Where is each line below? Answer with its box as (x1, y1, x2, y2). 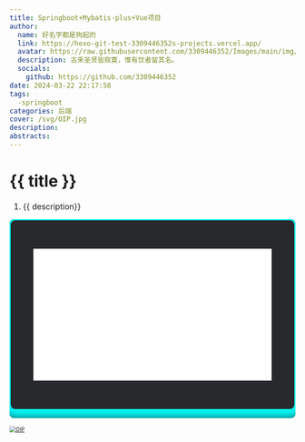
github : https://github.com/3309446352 (25, 73, 177, 82)
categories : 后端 (9, 106, 73, 116)
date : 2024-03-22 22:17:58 (9, 81, 112, 90)
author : (9, 22, 39, 31)
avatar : (17, 47, 47, 56)
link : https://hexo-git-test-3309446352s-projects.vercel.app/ (17, 38, 261, 48)
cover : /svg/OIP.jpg (9, 115, 88, 124)
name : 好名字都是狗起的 (17, 30, 97, 39)
